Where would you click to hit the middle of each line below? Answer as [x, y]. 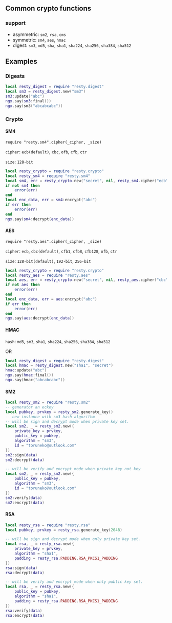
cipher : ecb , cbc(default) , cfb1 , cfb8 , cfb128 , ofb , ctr [61, 251]
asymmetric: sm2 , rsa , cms [39, 34]
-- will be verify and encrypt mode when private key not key [73, 469]
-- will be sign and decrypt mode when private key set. [67, 421]
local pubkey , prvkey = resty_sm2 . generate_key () [59, 412]
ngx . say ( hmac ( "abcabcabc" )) [35, 380]
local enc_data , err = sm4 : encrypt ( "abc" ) [51, 200]
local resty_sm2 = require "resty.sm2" [48, 403]
